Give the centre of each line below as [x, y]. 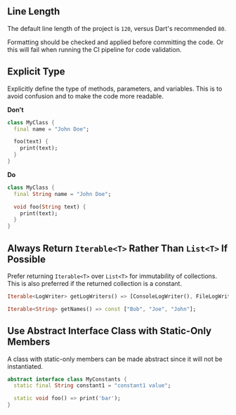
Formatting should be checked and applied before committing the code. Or [116, 42]
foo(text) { [31, 142]
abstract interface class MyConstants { [67, 379]
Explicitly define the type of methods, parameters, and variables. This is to [115, 88]
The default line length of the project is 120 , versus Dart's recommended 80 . [117, 28]
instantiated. [25, 366]
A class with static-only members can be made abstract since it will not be [115, 359]
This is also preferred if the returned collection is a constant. [95, 283]
